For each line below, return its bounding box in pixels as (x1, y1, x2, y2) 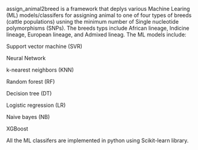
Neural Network (6, 55, 46, 61)
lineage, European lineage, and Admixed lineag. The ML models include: (6, 31, 186, 38)
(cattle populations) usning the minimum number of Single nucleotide (6, 18, 179, 25)
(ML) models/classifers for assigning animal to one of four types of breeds (6, 12, 192, 19)
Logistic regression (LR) (6, 101, 66, 109)
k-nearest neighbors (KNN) (6, 66, 74, 73)
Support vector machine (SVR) (6, 43, 83, 50)
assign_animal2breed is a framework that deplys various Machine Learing (6, 5, 190, 12)
